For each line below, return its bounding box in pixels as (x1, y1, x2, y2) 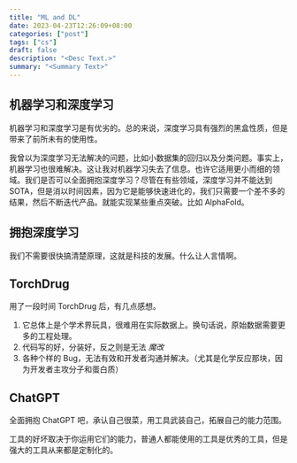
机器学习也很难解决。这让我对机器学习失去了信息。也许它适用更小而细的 (9, 163, 272, 174)
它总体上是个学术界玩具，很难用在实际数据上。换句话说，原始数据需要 (21, 320, 278, 330)
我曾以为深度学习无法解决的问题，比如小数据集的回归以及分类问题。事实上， (9, 152, 288, 163)
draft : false (9, 46, 57, 55)
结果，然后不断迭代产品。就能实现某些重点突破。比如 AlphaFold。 (9, 197, 249, 207)
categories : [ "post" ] (9, 29, 89, 38)
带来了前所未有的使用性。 (9, 134, 103, 144)
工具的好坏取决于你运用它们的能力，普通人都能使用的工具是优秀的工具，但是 (9, 434, 288, 444)
